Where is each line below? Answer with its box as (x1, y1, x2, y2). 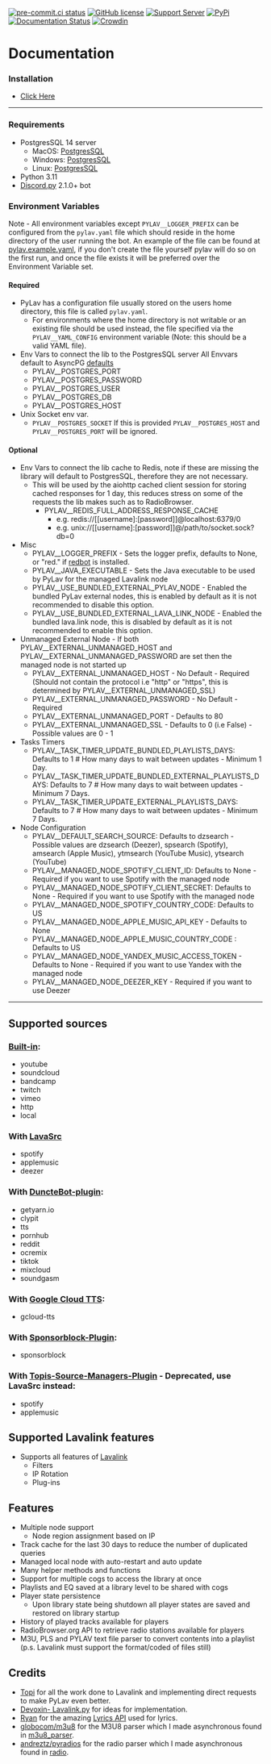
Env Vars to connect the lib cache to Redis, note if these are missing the (19, 463, 260, 473)
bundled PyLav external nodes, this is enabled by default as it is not (31, 591, 257, 601)
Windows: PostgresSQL (31, 154, 111, 165)
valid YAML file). (31, 341, 87, 351)
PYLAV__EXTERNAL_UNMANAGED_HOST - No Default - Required (31, 669, 250, 678)
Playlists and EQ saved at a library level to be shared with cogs (19, 1583, 228, 1592)
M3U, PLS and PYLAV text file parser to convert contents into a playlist (19, 1634, 256, 1644)
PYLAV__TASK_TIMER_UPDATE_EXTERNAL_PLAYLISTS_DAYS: (31, 797, 239, 807)
